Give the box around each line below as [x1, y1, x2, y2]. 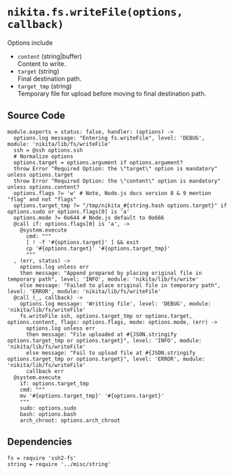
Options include [7, 38, 53, 47]
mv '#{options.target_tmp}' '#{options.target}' [20, 392, 165, 399]
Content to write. [17, 59, 67, 68]
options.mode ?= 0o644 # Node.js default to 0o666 [13, 214, 165, 221]
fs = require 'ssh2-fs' [7, 455, 77, 462]
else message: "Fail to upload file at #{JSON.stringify [25, 349, 196, 356]
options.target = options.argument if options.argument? [13, 159, 184, 166]
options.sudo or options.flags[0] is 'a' [7, 208, 130, 215]
